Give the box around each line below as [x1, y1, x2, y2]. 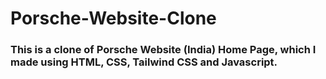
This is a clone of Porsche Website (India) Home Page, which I [10, 43, 317, 57]
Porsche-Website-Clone [10, 7, 217, 30]
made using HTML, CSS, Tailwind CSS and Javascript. [10, 55, 278, 69]
